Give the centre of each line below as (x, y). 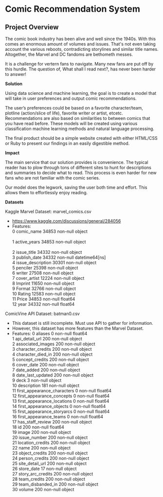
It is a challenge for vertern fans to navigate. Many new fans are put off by (79, 64)
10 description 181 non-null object (46, 385)
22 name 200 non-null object (41, 448)
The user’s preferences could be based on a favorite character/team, (74, 108)
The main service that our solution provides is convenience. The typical (77, 162)
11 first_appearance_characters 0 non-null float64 (62, 391)
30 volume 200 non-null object (43, 489)
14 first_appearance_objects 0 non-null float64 (59, 406)
